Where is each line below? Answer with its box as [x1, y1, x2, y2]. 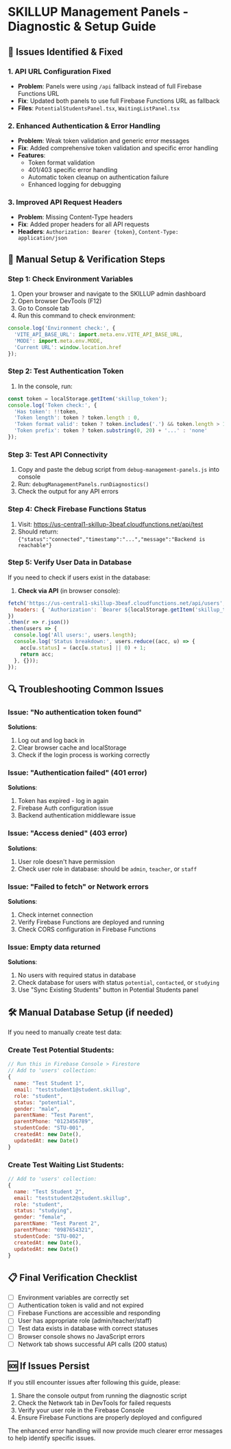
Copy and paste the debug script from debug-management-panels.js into [17, 466, 220, 474]
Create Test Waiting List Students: [8, 1160, 124, 1169]
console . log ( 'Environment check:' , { [8, 325, 116, 332]
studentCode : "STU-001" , [14, 1125, 85, 1131]
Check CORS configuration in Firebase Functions [17, 925, 156, 933]
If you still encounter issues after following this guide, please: [8, 1378, 181, 1387]
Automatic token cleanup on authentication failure [27, 173, 169, 182]
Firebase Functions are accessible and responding [17, 1309, 160, 1317]
